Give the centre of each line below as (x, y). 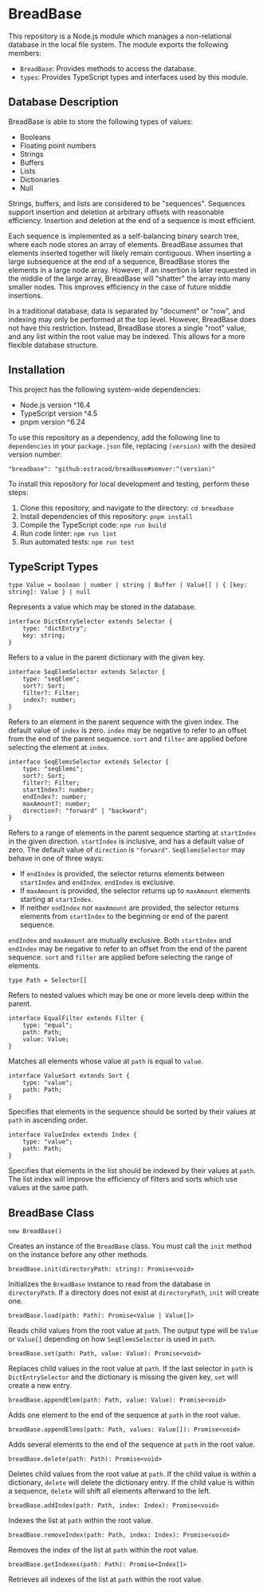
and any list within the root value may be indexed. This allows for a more (127, 336)
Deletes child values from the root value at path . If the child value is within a (132, 1474)
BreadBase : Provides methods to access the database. (108, 68)
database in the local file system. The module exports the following (118, 44)
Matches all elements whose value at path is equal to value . (106, 1061)
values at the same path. (49, 1187)
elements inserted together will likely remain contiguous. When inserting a (130, 253)
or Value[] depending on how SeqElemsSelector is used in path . (112, 1339)
